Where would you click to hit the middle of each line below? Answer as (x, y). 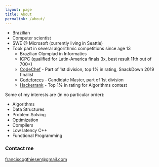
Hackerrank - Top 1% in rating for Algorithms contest (73, 85)
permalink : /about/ (25, 19)
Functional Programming (37, 135)
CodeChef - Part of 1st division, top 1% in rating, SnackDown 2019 (87, 69)
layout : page (19, 10)
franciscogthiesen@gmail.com (36, 159)
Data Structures (28, 109)
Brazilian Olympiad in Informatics (53, 54)
